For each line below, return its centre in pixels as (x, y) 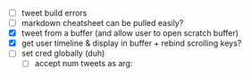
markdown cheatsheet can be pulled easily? (102, 23)
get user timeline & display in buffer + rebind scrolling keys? (131, 43)
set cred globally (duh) (63, 54)
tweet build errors (54, 13)
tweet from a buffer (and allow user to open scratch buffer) (130, 33)
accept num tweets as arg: (84, 64)
